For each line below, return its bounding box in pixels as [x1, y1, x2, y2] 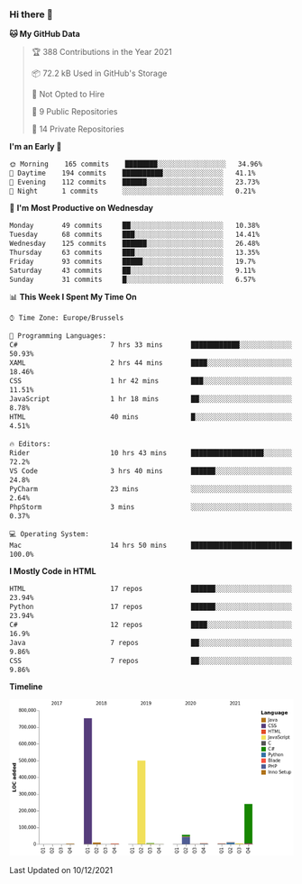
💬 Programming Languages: [9, 332, 106, 341]
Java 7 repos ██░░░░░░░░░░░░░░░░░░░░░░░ [9, 639, 293, 648]
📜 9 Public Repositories [31, 106, 118, 117]
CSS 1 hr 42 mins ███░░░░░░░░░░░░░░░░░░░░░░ [9, 377, 293, 386]
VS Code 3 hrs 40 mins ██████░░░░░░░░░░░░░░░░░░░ [9, 467, 293, 476]
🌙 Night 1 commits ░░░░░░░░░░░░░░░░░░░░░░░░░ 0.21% [9, 187, 256, 196]
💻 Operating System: [9, 530, 90, 539]
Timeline [9, 681, 43, 692]
